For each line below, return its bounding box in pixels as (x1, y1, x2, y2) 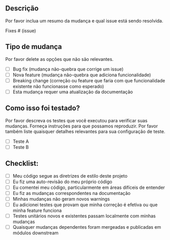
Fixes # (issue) (5, 28, 36, 34)
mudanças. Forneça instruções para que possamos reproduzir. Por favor (5, 123, 158, 129)
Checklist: (5, 159, 39, 168)
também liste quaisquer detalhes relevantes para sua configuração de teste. (5, 128, 165, 135)
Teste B (12, 144, 29, 150)
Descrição (5, 4, 39, 13)
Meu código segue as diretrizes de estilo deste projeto (12, 172, 128, 179)
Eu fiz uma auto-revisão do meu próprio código (12, 179, 112, 185)
